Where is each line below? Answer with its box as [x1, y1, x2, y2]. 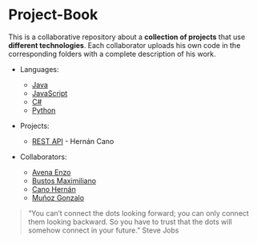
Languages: [19, 64, 59, 74]
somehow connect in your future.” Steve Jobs [27, 225, 179, 235]
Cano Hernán [31, 184, 76, 193]
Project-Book [8, 6, 98, 24]
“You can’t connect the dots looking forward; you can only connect [27, 208, 250, 217]
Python [31, 106, 56, 115]
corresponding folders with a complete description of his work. [8, 49, 216, 58]
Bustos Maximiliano [31, 176, 97, 185]
